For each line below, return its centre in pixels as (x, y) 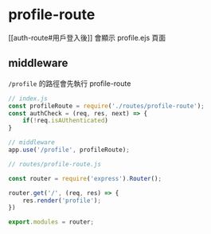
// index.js (28, 98)
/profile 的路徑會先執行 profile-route (70, 83)
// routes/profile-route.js (55, 164)
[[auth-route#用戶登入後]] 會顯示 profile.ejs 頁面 (87, 37)
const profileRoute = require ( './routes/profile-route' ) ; (106, 106)
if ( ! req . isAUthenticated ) (66, 121)
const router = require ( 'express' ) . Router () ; (85, 178)
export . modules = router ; (51, 222)
